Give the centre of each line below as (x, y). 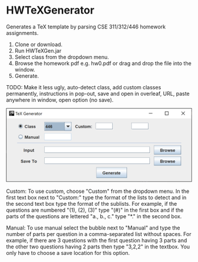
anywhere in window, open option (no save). (60, 100)
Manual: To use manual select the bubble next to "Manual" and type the (93, 228)
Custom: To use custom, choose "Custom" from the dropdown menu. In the (98, 191)
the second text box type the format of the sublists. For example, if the (92, 203)
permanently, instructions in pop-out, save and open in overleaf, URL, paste (98, 93)
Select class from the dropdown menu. (62, 57)
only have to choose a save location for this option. (68, 253)
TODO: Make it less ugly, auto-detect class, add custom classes (84, 87)
